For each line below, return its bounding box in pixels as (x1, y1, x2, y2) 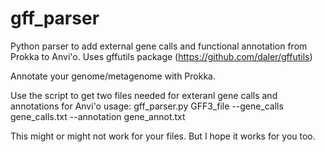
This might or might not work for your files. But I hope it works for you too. (10, 130, 316, 142)
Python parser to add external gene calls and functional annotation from (10, 40, 308, 52)
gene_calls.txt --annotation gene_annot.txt (10, 110, 186, 122)
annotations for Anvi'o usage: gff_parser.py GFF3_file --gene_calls (10, 100, 284, 112)
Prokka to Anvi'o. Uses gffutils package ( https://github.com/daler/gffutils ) (10, 50, 313, 62)
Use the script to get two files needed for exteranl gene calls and (10, 89, 278, 101)
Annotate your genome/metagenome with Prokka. (10, 70, 217, 82)
